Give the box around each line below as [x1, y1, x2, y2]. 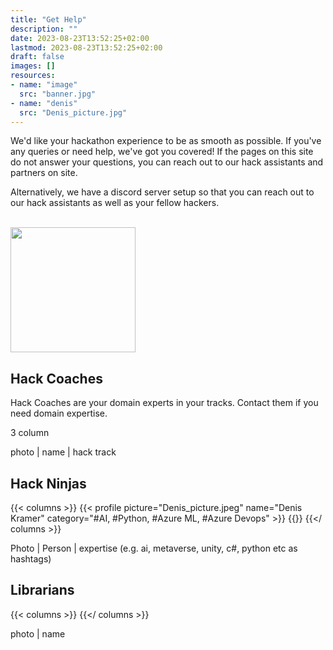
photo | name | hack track [10, 446, 117, 458]
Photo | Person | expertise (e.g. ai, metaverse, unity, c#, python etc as [10, 542, 298, 554]
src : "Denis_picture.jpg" [19, 107, 128, 118]
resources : [10, 71, 56, 81]
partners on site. [10, 167, 78, 179]
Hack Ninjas [10, 475, 87, 492]
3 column [10, 427, 50, 439]
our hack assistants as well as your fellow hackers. [10, 197, 220, 209]
